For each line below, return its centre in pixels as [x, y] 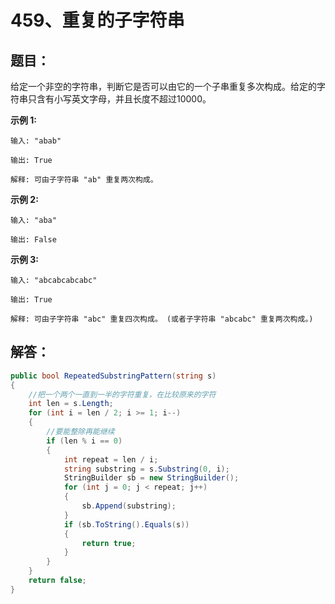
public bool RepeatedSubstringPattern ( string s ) [113, 376]
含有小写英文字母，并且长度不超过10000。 [124, 99]
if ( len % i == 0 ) [84, 441]
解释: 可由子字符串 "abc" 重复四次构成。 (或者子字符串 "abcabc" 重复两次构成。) [162, 319]
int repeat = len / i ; [111, 459]
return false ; [57, 581]
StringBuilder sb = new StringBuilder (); [151, 478]
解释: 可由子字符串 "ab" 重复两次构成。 [84, 180]
